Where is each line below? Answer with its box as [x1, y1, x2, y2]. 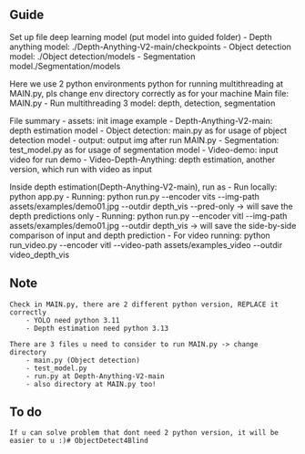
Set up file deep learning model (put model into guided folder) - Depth [9, 31, 272, 42]
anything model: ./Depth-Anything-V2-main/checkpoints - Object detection [9, 41, 291, 52]
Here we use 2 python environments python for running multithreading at [9, 77, 284, 89]
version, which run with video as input [9, 163, 152, 174]
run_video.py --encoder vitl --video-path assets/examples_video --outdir [9, 239, 283, 250]
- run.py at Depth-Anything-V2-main [25, 371, 166, 381]
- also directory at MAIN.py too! [25, 379, 157, 388]
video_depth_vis [9, 249, 70, 260]
